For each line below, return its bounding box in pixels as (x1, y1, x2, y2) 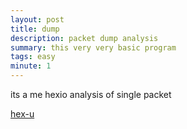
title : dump (10, 24, 60, 34)
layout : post (10, 14, 65, 25)
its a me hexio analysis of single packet (10, 89, 172, 100)
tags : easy (10, 52, 56, 62)
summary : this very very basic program (10, 42, 177, 53)
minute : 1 (10, 61, 52, 71)
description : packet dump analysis (10, 33, 159, 43)
